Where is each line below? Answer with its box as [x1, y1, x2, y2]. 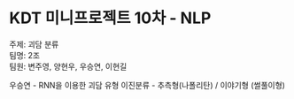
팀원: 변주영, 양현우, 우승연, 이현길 [9, 61, 128, 72]
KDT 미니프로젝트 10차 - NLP [9, 8, 212, 28]
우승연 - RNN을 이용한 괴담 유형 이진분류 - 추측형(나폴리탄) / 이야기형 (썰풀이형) [9, 80, 286, 90]
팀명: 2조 [9, 49, 41, 60]
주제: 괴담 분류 [9, 39, 59, 49]
